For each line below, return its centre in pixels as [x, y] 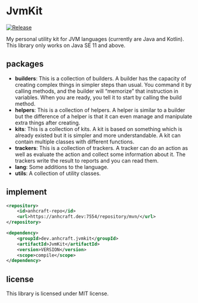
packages [25, 64]
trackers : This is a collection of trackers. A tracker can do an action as [101, 148]
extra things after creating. [47, 123]
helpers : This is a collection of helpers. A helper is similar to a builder [100, 110]
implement [27, 192]
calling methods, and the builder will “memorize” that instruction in [97, 91]
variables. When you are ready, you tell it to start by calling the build [98, 97]
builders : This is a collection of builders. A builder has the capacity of [100, 78]
